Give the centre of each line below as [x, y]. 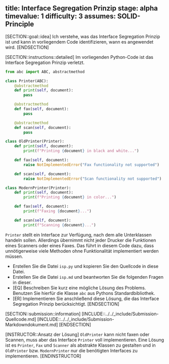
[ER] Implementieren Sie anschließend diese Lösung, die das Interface [86, 299]
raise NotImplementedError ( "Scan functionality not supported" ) [93, 179]
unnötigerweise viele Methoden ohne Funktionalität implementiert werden [82, 251]
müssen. [14, 256]
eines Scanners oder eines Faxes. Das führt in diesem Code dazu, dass [80, 245]
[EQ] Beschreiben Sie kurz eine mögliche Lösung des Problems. [79, 288]
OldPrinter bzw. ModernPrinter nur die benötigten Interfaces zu [72, 350]
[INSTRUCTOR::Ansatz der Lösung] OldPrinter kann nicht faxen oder [77, 334]
